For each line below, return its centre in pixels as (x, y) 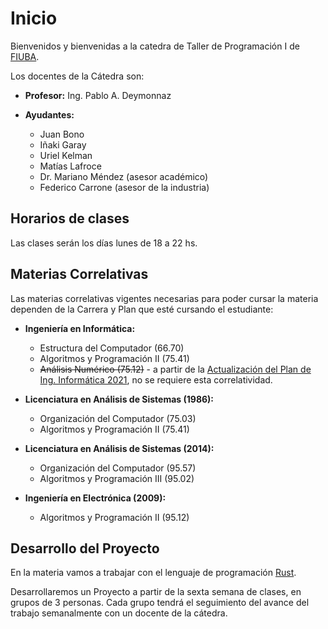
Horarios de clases (70, 218)
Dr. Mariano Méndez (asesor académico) (124, 176)
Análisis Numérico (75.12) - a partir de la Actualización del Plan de (175, 369)
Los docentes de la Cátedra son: (77, 76)
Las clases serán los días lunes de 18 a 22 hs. (104, 243)
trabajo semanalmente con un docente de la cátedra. (119, 613)
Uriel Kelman (66, 155)
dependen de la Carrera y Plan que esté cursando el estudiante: (142, 309)
